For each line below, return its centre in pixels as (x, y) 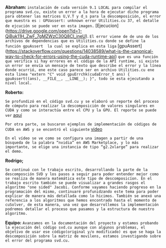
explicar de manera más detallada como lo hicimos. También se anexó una (83, 196)
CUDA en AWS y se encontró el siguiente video (54, 129)
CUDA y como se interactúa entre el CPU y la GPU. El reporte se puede (81, 110)
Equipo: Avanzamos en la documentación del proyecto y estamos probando (82, 223)
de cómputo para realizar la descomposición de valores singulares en (80, 106)
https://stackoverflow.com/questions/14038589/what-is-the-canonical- (80, 51)
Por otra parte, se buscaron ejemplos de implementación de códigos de (81, 124)
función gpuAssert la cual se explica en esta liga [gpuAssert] (74, 46)
